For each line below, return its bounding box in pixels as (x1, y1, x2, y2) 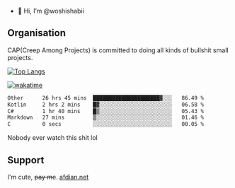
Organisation (7, 27, 66, 39)
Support (7, 154, 45, 166)
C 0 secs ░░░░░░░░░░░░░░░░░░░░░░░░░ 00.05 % (7, 121, 204, 128)
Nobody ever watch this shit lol (7, 134, 98, 142)
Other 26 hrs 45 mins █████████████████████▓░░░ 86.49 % (7, 94, 204, 102)
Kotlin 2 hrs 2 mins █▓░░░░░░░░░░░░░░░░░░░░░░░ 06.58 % (7, 101, 204, 108)
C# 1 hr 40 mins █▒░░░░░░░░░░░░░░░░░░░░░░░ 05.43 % (7, 107, 204, 114)
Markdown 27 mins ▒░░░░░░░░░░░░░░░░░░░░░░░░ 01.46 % (7, 114, 204, 122)
